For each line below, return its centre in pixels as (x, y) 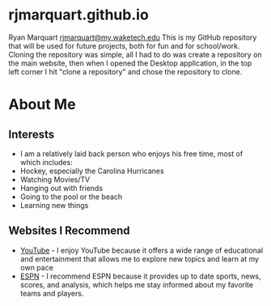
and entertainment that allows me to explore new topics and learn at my (140, 259)
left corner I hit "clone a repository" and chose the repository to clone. (125, 71)
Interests (32, 134)
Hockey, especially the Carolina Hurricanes (92, 171)
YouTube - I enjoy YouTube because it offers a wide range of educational (142, 250)
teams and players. (52, 293)
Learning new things (54, 205)
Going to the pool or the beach (71, 197)
